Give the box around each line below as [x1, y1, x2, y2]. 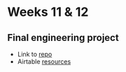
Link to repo [17, 50, 52, 58]
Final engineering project [7, 32, 119, 44]
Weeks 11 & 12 [7, 4, 89, 20]
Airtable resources [17, 57, 71, 66]
